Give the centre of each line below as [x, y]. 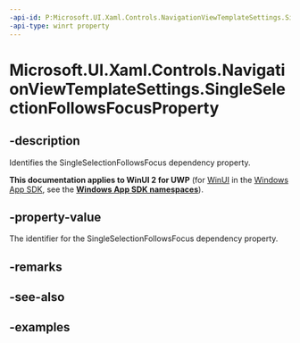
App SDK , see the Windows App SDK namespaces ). [106, 189]
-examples [40, 327]
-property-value [55, 217]
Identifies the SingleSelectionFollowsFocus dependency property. [130, 163]
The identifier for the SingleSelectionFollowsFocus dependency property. [144, 238]
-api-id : [25, 17]
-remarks [36, 267]
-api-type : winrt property [59, 26]
